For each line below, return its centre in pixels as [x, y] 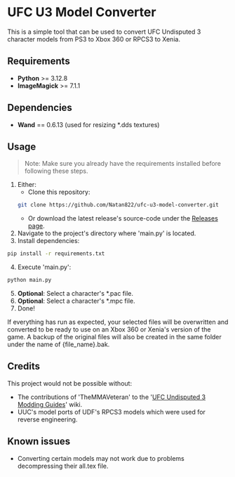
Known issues [39, 442]
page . [36, 226]
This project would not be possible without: [69, 383]
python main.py [29, 280]
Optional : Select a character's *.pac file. [75, 293]
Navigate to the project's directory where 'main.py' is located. [107, 233]
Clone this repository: [59, 192]
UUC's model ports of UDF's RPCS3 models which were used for [111, 412]
